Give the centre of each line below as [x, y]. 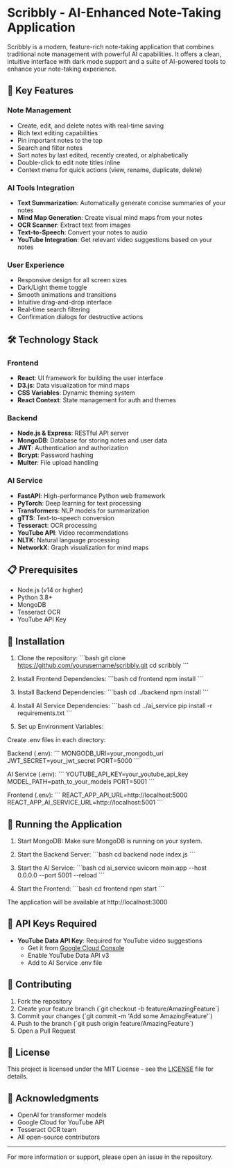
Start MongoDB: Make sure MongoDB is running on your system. [110, 841]
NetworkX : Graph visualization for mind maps [83, 547]
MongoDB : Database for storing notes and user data [92, 440]
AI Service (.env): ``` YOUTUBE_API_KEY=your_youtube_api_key [98, 774]
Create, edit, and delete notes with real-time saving [90, 126]
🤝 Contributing [40, 985]
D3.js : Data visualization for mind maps [73, 385]
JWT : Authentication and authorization [72, 448]
